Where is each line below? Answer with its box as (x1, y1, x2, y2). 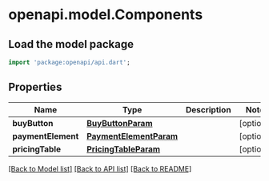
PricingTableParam (86, 144, 161, 155)
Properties (8, 81, 62, 94)
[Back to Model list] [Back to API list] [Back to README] (8, 163, 192, 173)
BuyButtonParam (86, 117, 153, 128)
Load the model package (8, 37, 134, 51)
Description (185, 104, 231, 115)
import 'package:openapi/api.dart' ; (8, 58, 130, 66)
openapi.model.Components (8, 6, 203, 24)
